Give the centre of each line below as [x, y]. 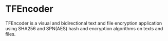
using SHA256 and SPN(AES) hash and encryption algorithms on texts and [84, 28]
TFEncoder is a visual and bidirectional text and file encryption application [84, 23]
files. [11, 34]
